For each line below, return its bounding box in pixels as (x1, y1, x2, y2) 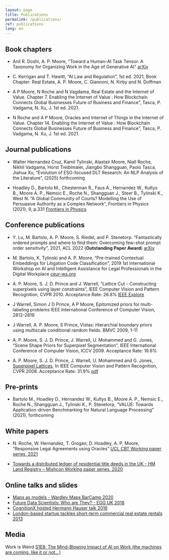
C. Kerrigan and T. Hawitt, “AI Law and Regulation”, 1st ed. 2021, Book (12, 73, 157, 79)
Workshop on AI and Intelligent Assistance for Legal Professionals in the (12, 265, 162, 271)
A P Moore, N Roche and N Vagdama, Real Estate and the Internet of (12, 88, 154, 95)
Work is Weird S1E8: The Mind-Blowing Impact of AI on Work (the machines (5, 544, 162, 550)
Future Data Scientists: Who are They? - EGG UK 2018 (12, 500, 125, 505)
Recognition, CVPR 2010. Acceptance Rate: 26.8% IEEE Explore (12, 291, 144, 297)
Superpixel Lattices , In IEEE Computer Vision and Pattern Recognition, (12, 362, 157, 369)
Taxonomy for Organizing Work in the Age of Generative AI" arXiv (12, 64, 148, 70)
